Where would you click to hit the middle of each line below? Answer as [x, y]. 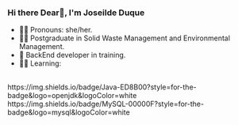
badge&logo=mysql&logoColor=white [69, 112]
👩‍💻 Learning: [40, 63]
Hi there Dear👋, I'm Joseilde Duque [76, 13]
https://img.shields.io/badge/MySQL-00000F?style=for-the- [106, 104]
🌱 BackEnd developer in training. [72, 55]
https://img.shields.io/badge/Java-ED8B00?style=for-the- [102, 87]
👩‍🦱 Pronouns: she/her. [56, 30]
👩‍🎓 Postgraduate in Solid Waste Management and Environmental [125, 38]
